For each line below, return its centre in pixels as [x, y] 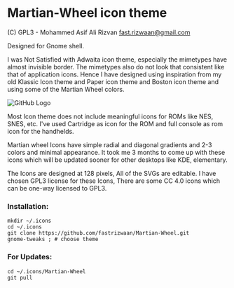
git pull [20, 277]
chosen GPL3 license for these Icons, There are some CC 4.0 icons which [114, 181]
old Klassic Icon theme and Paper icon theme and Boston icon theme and [113, 81]
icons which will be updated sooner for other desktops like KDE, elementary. [117, 160]
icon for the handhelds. [41, 131]
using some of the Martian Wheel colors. [66, 89]
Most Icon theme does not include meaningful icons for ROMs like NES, [110, 116]
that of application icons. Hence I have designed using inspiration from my [115, 74]
